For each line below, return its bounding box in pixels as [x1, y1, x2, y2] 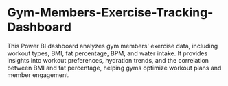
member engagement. [7, 70, 70, 79]
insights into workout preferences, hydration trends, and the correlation [7, 56, 209, 64]
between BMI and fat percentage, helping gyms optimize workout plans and [7, 63, 222, 72]
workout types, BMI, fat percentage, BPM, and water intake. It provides [7, 49, 208, 57]
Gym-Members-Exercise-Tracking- [7, 5, 214, 20]
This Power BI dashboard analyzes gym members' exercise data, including [7, 42, 218, 50]
